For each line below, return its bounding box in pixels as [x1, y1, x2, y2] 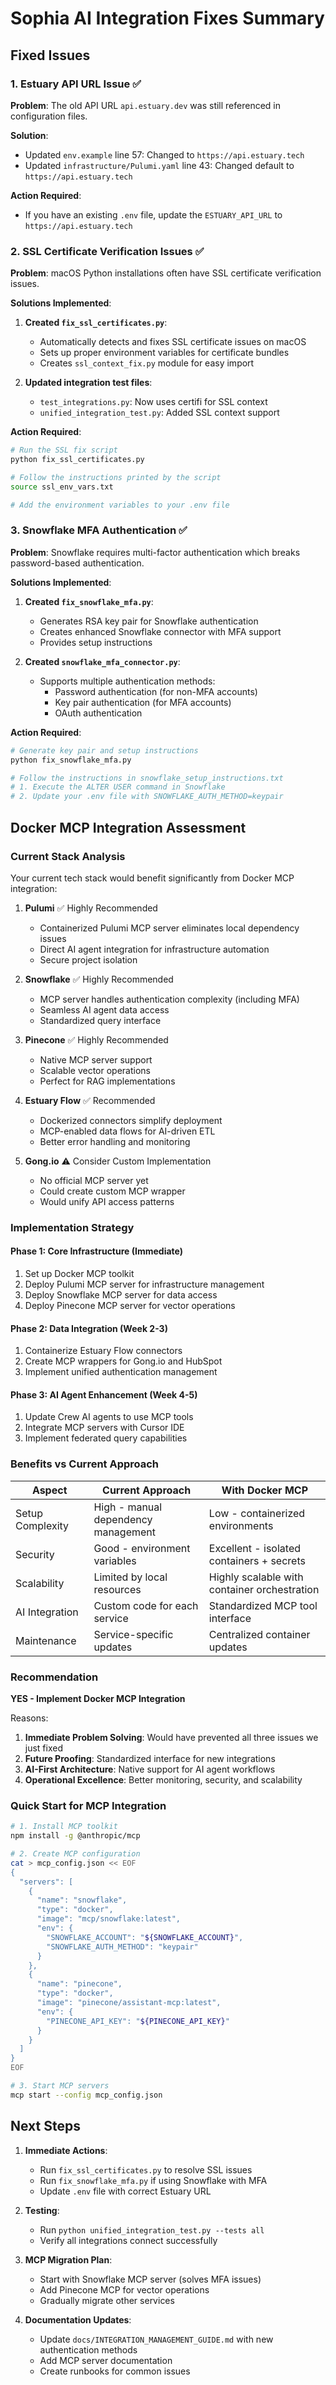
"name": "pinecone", [36, 1979, 123, 1989]
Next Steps [10, 2118, 81, 2135]
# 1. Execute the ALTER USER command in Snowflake [10, 782, 226, 792]
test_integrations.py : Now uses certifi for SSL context [39, 396, 268, 408]
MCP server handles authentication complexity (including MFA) [39, 993, 300, 1005]
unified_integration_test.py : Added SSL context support [39, 407, 280, 419]
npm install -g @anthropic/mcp [10, 1831, 141, 1841]
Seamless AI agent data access [39, 1003, 170, 1016]
